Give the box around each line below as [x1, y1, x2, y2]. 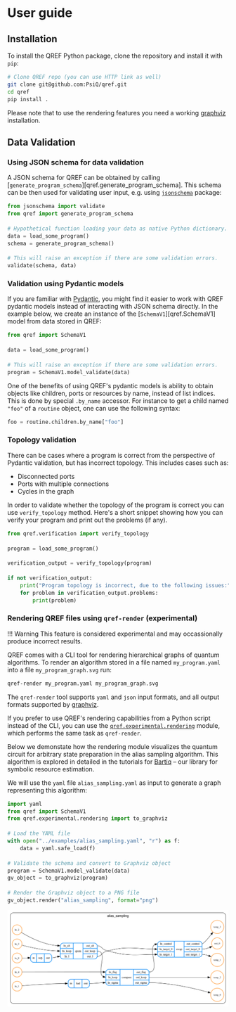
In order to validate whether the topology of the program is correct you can [7, 501, 225, 509]
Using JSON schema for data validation [7, 157, 144, 167]
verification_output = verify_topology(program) [7, 560, 152, 567]
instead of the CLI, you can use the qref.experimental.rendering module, [7, 721, 220, 729]
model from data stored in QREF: [7, 317, 102, 326]
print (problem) [32, 596, 77, 604]
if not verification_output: [7, 575, 93, 582]
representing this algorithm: [7, 786, 88, 794]
